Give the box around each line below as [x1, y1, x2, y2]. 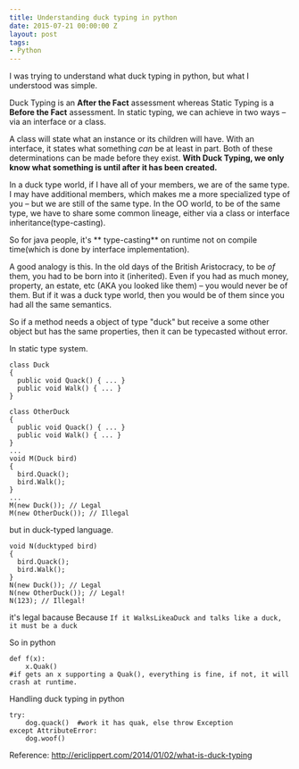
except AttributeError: [9, 726, 98, 736]
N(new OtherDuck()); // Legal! [9, 589, 126, 598]
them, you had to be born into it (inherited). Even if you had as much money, [9, 271, 289, 282]
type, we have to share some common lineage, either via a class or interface [9, 208, 290, 219]
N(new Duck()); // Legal [9, 581, 102, 590]
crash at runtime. [9, 678, 78, 687]
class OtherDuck [9, 408, 70, 417]
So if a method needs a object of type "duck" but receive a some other [9, 317, 270, 327]
